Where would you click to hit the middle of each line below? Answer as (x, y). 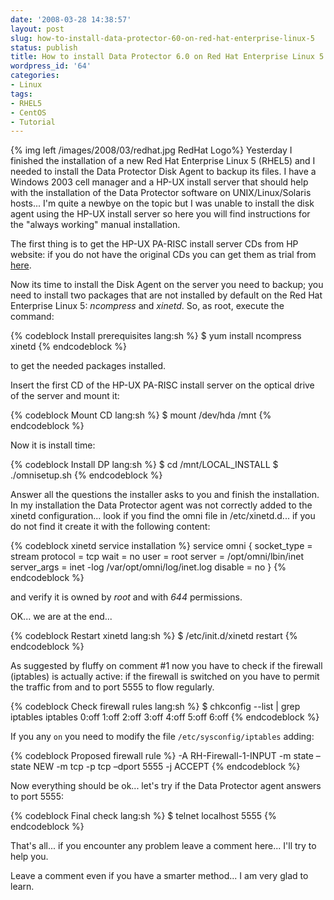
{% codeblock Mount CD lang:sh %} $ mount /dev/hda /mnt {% (141, 415)
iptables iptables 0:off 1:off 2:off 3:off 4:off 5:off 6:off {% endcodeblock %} (165, 717)
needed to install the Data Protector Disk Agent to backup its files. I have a (163, 172)
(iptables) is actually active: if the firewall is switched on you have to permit (165, 677)
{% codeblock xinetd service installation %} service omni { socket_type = (161, 546)
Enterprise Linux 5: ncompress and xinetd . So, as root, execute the (147, 306)
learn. (22, 887)
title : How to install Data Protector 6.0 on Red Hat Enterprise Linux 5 (167, 57)
